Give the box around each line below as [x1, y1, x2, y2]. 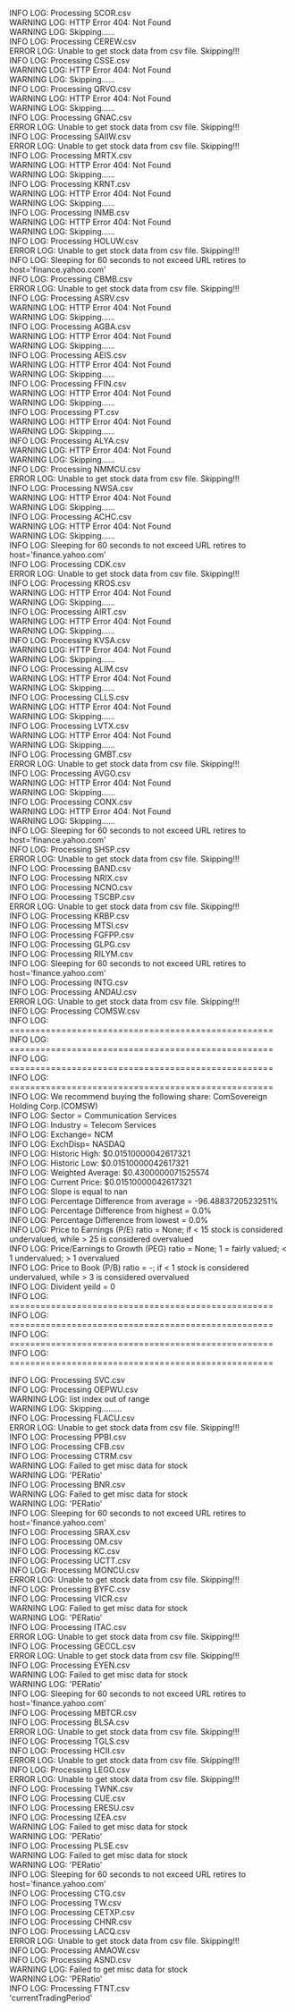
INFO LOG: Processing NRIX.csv [9, 872, 128, 883]
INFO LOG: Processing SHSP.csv [9, 845, 131, 854]
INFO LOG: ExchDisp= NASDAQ [9, 1139, 126, 1149]
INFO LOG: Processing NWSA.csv [9, 483, 134, 493]
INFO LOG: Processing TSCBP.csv [9, 892, 136, 902]
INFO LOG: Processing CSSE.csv [9, 55, 131, 65]
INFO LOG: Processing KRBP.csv [9, 911, 130, 921]
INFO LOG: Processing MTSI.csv [9, 921, 130, 930]
